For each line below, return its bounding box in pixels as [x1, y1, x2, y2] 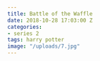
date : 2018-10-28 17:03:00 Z [7, 17, 93, 24]
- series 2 [7, 29, 39, 37]
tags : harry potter [7, 36, 65, 43]
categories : [7, 23, 42, 30]
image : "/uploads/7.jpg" [7, 43, 80, 50]
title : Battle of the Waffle [7, 10, 93, 18]
